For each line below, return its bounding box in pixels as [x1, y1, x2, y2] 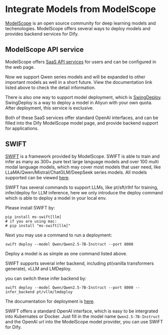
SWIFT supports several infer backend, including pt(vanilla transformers [5, 260, 154, 266]
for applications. [5, 125, 39, 131]
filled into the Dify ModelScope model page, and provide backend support [5, 120, 158, 126]
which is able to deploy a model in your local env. [5, 195, 107, 201]
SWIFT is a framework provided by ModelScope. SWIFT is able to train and [5, 153, 160, 159]
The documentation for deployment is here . [5, 298, 95, 304]
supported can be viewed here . [5, 174, 70, 180]
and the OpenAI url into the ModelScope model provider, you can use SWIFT [5, 318, 163, 324]
